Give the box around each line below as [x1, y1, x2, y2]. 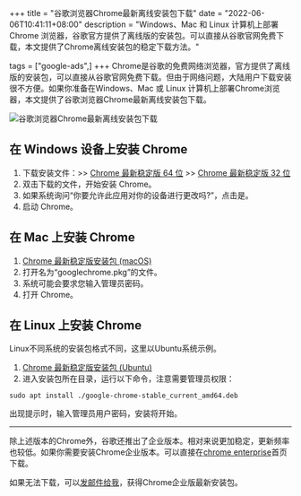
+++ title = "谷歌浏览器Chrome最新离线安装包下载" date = [9, 8, 223, 18]
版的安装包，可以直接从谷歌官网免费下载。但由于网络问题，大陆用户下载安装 [9, 72, 292, 83]
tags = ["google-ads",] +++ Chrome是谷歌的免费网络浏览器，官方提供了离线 [9, 61, 291, 71]
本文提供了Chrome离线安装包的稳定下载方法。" [24, 41, 200, 52]
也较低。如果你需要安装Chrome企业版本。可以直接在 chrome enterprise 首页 [9, 447, 288, 457]
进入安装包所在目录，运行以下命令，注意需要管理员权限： [21, 373, 235, 384]
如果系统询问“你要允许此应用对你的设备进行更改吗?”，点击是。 [21, 189, 254, 200]
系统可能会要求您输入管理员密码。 [21, 277, 149, 289]
